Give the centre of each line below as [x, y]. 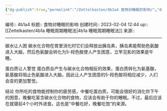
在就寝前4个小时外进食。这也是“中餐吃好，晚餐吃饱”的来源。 [67, 104]
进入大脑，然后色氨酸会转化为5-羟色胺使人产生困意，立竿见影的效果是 [77, 52]
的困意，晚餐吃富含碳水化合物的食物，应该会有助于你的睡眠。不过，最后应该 [83, 97]
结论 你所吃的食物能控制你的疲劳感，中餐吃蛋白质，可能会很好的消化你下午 [82, 91]
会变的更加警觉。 [23, 81]
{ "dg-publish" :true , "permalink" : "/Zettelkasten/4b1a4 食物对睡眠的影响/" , [81, 10]
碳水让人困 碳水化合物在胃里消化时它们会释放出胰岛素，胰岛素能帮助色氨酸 [82, 45]
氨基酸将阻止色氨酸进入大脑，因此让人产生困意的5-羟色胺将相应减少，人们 [82, 74]
